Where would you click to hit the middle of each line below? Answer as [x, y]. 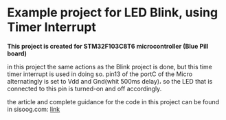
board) [17, 53]
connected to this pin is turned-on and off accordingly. [84, 88]
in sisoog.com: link [34, 109]
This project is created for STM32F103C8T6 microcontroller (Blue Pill [108, 46]
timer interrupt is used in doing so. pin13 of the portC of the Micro [100, 74]
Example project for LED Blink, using [113, 13]
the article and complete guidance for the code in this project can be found [113, 101]
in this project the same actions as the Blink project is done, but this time [110, 67]
